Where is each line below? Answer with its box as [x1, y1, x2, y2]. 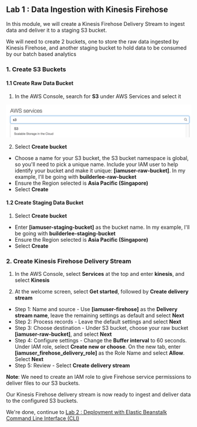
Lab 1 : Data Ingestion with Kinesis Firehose [6, 5, 169, 15]
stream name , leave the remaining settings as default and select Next [14, 312, 184, 319]
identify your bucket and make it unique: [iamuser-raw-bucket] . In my [14, 167, 186, 174]
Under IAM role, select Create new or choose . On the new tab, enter [14, 343, 181, 351]
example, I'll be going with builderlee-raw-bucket [14, 173, 137, 180]
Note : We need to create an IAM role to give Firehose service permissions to [6, 373, 192, 381]
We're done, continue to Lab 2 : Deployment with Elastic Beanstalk [6, 409, 168, 416]
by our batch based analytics [6, 50, 76, 58]
